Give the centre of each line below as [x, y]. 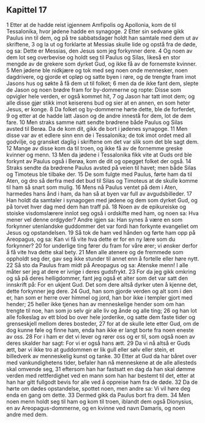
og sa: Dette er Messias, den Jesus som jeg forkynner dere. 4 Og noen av [99, 51]
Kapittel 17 [27, 10]
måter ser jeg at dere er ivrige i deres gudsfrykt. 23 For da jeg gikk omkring [101, 271]
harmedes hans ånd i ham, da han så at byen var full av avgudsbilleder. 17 [99, 193]
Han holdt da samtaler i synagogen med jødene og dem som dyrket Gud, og [102, 200]
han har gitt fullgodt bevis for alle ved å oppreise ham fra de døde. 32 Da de [102, 382]
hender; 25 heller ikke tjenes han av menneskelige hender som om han [95, 304]
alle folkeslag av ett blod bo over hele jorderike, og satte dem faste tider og [101, 317]
